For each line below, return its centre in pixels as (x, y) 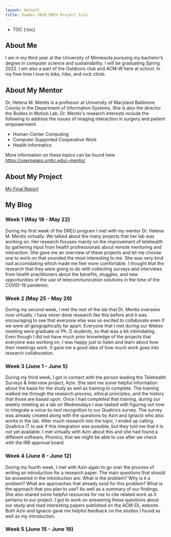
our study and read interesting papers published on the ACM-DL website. (82, 505)
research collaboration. (30, 353)
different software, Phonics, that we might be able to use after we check (81, 437)
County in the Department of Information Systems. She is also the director (83, 108)
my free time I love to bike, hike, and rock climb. (56, 74)
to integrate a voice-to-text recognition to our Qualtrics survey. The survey (84, 410)
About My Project (34, 176)
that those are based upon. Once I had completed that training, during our (83, 399)
